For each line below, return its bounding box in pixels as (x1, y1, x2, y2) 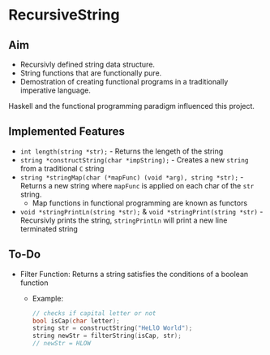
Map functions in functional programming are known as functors (32, 197, 248, 208)
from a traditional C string (19, 163, 105, 173)
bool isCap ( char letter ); (32, 317, 120, 325)
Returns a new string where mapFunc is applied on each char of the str (19, 180, 255, 190)
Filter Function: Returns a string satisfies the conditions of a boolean (19, 269, 249, 279)
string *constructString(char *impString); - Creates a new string (19, 154, 249, 164)
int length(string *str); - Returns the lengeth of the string (19, 146, 224, 156)
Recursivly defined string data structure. (19, 59, 156, 69)
